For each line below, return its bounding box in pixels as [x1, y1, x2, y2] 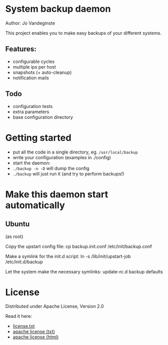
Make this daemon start [5, 188, 109, 200]
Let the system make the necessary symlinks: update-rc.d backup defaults [5, 268, 163, 274]
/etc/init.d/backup [5, 258, 44, 265]
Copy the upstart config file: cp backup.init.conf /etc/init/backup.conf [5, 243, 152, 249]
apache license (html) [12, 334, 59, 340]
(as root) [5, 233, 24, 240]
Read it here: [5, 313, 32, 319]
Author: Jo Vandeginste [5, 20, 55, 26]
